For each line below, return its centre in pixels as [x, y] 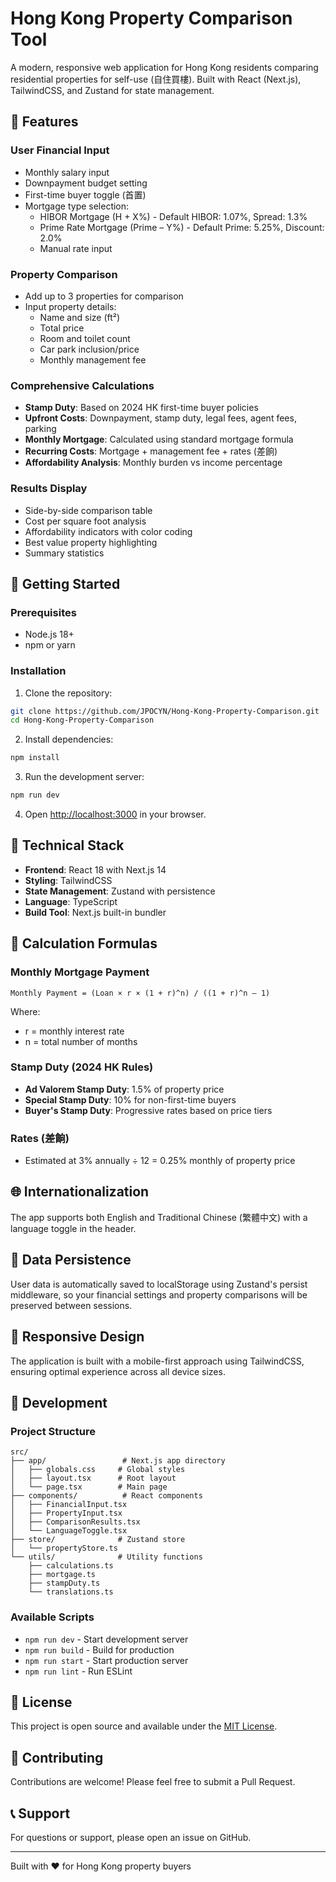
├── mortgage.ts [62, 1575]
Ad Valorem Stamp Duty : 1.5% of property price [124, 1089]
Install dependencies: [69, 739]
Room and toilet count [85, 338]
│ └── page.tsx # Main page [89, 1487]
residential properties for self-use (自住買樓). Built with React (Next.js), [156, 79]
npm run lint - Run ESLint [78, 1671]
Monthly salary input [67, 172]
